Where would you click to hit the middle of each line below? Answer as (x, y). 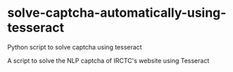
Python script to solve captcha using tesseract (75, 47)
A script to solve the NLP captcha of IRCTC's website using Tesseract (108, 60)
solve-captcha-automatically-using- (117, 13)
